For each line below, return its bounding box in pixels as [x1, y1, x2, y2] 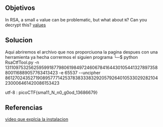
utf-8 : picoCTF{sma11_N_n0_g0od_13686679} [5, 90, 98, 95]
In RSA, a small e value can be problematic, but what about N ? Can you [5, 17, 147, 22]
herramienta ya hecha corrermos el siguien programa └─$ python [5, 54, 138, 60]
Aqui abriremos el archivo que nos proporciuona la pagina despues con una [5, 49, 158, 55]
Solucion [5, 36, 33, 44]
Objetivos [5, 4, 35, 12]
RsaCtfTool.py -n [5, 59, 39, 65]
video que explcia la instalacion [5, 116, 69, 122]
